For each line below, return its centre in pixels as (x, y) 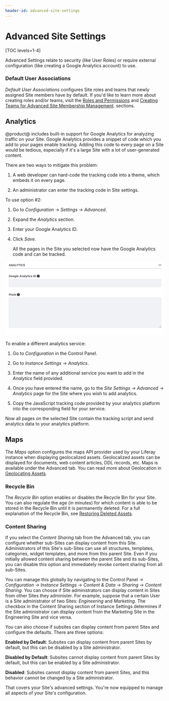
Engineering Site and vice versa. (39, 617)
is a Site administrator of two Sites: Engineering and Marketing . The (75, 601)
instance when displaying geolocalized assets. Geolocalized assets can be (83, 457)
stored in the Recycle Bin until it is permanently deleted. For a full (73, 508)
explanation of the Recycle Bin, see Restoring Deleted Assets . (69, 513)
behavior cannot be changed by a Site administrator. (60, 678)
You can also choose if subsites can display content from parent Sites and (82, 627)
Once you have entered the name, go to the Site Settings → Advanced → (88, 388)
